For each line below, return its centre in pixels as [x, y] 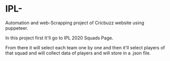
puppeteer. [17, 28]
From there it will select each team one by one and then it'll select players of [85, 47]
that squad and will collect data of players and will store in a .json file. [78, 53]
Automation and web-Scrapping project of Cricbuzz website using [75, 23]
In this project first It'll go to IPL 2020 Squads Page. [59, 38]
